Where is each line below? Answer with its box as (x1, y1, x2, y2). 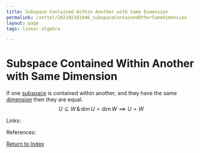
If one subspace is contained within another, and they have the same (6, 90, 177, 97)
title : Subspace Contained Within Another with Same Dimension (6, 8, 169, 15)
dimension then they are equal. (6, 96, 83, 103)
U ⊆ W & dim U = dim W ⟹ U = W (58, 105, 144, 113)
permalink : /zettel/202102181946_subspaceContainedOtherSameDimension (6, 14, 187, 20)
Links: (6, 117, 21, 124)
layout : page (6, 20, 39, 26)
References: (6, 129, 36, 136)
